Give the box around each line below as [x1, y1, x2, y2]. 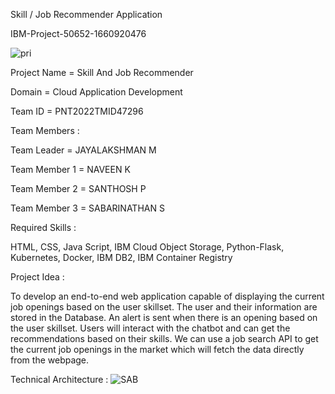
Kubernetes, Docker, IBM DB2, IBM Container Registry [10, 252, 233, 263]
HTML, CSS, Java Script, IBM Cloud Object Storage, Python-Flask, [10, 241, 285, 253]
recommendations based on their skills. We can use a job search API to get [10, 333, 319, 344]
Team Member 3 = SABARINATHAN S [10, 202, 165, 214]
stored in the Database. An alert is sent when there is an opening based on [10, 312, 318, 323]
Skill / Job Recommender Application [10, 9, 163, 20]
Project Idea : [10, 271, 65, 283]
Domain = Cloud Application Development [10, 86, 183, 98]
